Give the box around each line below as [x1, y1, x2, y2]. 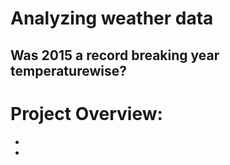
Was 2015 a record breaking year [10, 47, 220, 64]
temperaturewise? [10, 62, 127, 79]
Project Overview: [10, 102, 163, 125]
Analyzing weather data [10, 7, 214, 30]
